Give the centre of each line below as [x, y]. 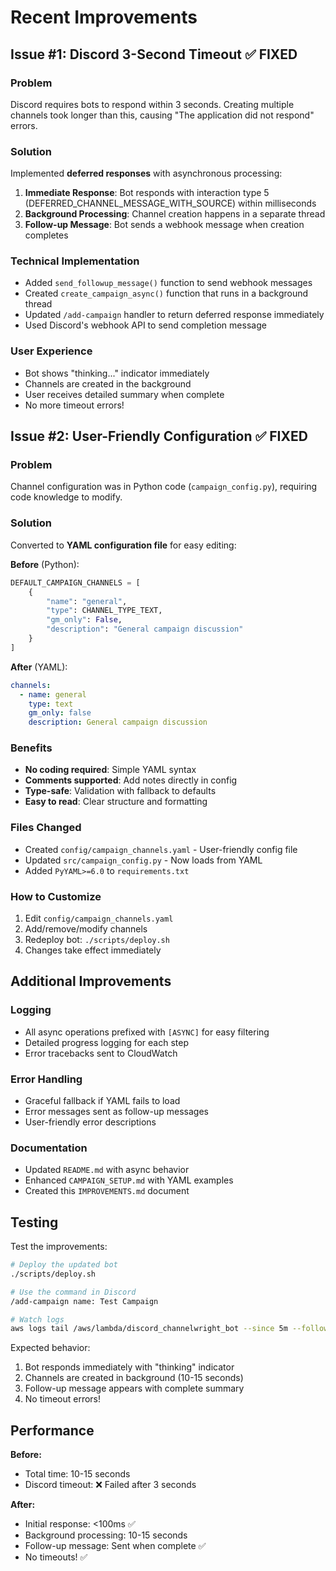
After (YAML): [39, 667]
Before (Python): [45, 564]
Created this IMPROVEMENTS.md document [107, 1191]
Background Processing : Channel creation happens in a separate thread [175, 214]
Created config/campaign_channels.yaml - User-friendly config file [161, 849]
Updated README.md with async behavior [107, 1170]
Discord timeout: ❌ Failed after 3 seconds [110, 1485]
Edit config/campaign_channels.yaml [99, 918]
